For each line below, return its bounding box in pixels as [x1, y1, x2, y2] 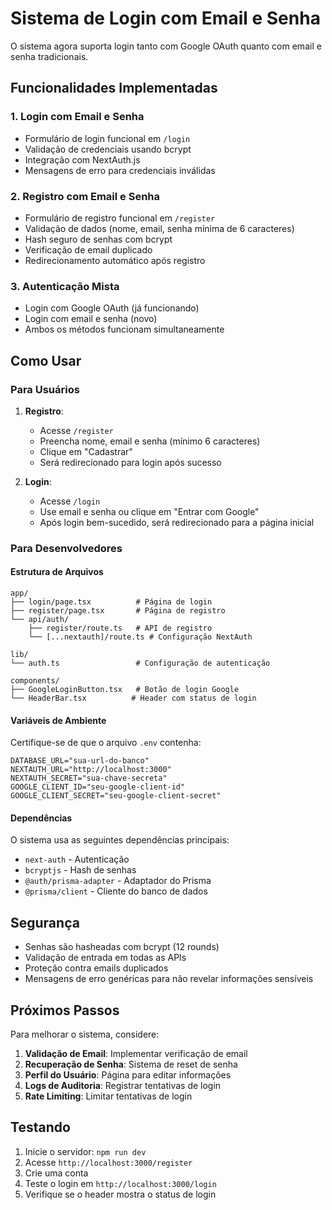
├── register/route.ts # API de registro [28, 623, 213, 634]
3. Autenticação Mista [10, 279, 120, 293]
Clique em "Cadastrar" [39, 445, 133, 457]
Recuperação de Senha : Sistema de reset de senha [24, 1058, 238, 1071]
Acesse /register [39, 424, 114, 436]
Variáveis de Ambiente [10, 714, 107, 726]
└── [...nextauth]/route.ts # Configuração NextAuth [28, 632, 253, 642]
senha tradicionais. [10, 50, 89, 62]
